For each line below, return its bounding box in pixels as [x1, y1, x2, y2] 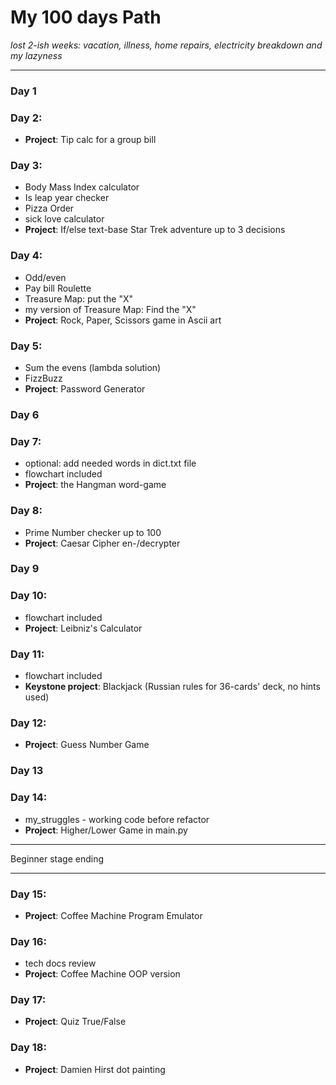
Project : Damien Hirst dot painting [24, 1063, 166, 1075]
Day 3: [10, 159, 43, 173]
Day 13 [10, 764, 44, 778]
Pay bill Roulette [24, 282, 92, 294]
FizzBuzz [24, 372, 63, 385]
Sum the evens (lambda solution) [24, 362, 162, 374]
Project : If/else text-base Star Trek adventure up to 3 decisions [24, 224, 286, 236]
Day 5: [10, 339, 43, 353]
